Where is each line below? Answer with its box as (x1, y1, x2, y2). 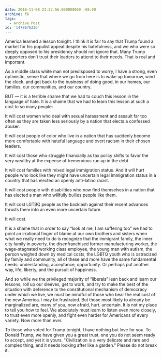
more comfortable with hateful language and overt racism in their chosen (5, 138, 151, 144)
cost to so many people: (5, 104, 53, 110)
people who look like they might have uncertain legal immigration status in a (5, 172, 156, 178)
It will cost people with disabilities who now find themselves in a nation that (5, 187, 155, 193)
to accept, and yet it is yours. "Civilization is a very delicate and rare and (5, 337, 149, 343)
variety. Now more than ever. (5, 318, 63, 323)
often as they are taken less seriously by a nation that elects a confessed (5, 119, 150, 124)
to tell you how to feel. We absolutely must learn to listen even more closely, (5, 307, 156, 313)
